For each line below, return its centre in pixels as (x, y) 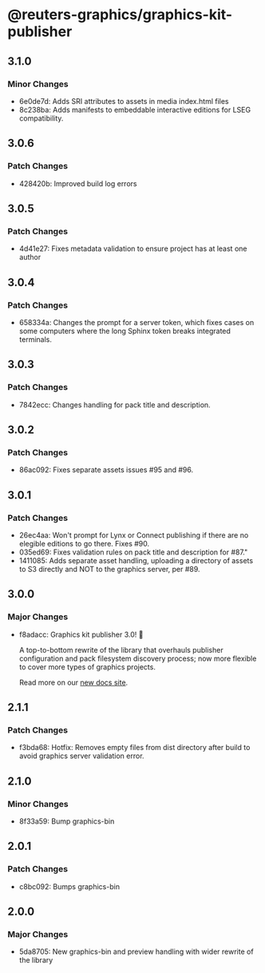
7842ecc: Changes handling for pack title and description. (115, 404)
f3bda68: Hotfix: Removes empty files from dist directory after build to (134, 748)
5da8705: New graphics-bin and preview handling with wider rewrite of (136, 951)
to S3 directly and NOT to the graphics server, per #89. (109, 569)
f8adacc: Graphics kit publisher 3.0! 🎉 (81, 634)
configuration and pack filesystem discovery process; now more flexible (138, 658)
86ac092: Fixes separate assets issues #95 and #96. (106, 470)
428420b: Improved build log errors (78, 183)
